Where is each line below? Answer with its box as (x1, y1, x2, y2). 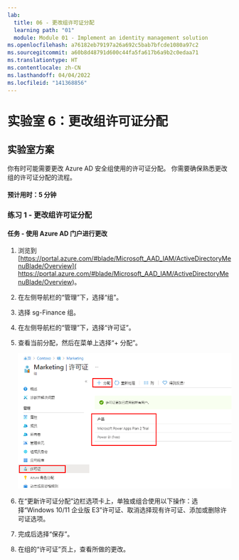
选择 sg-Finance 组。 (17, 308, 80, 317)
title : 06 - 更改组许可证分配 (14, 19, 95, 26)
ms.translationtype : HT (7, 57, 78, 64)
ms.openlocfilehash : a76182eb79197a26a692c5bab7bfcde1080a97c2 (7, 41, 199, 49)
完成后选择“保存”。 (17, 530, 74, 539)
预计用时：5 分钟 (7, 190, 57, 199)
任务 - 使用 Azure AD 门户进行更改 (7, 229, 108, 238)
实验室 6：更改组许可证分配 (7, 113, 169, 129)
